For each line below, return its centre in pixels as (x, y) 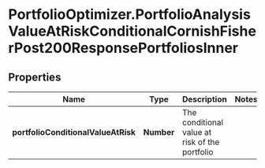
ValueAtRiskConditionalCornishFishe (132, 31)
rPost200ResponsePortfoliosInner (123, 48)
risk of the (201, 142)
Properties (35, 77)
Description (204, 99)
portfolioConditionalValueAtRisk (74, 132)
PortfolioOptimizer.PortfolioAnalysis (129, 15)
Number (159, 132)
